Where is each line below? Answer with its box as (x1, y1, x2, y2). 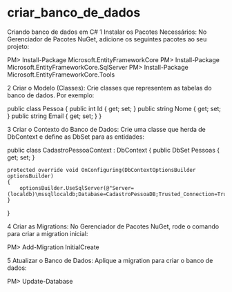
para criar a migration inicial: (7, 229, 88, 237)
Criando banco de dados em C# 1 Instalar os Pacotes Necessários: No (7, 28, 207, 36)
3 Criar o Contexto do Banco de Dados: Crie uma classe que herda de (7, 125, 206, 133)
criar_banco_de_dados (7, 5, 141, 21)
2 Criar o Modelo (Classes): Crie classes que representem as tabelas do (7, 84, 212, 92)
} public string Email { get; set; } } (7, 112, 102, 120)
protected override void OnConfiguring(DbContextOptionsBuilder (7, 166, 196, 173)
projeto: (7, 42, 30, 50)
